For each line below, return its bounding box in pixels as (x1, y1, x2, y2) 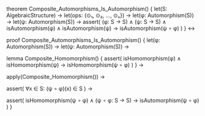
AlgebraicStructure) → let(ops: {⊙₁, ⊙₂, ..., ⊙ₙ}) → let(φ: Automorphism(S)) (6, 12, 195, 19)
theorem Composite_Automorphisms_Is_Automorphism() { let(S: (6, 5, 168, 12)
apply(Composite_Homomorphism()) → (6, 73, 105, 80)
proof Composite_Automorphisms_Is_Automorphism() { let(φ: (6, 37, 160, 43)
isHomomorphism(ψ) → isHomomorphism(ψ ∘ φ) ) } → (6, 61, 144, 68)
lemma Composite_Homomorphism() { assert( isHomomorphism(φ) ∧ (6, 55, 182, 62)
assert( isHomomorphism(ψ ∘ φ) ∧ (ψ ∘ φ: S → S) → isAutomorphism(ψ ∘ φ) (6, 97, 199, 104)
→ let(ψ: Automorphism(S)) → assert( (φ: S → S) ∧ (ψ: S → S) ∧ (6, 18, 166, 25)
